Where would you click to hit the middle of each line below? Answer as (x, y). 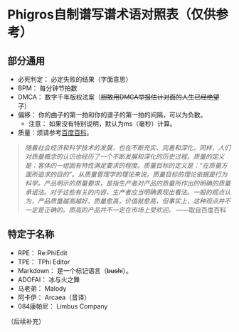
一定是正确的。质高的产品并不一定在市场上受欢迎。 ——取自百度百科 (125, 210)
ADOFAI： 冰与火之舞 (49, 279)
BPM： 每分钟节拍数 (47, 88)
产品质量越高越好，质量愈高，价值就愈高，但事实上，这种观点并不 (134, 201)
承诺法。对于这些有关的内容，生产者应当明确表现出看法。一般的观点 (124, 192)
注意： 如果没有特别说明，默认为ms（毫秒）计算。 (102, 124)
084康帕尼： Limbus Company (63, 306)
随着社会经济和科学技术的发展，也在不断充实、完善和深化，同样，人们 (128, 148)
